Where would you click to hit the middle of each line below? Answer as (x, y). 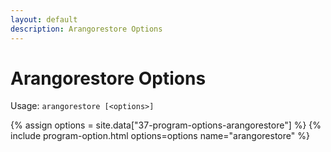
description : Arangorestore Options (86, 29)
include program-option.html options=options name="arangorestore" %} (160, 136)
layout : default (44, 19)
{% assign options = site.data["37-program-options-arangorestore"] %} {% (166, 125)
